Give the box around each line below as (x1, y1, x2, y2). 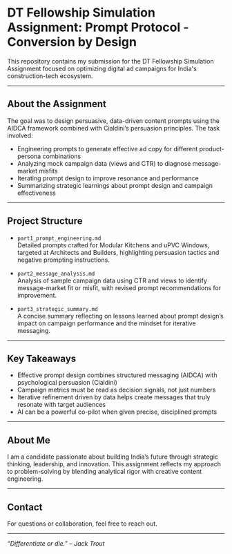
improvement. (17, 291, 57, 299)
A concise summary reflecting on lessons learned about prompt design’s (17, 312, 224, 320)
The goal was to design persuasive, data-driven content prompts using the (7, 116, 220, 125)
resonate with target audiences (17, 401, 106, 409)
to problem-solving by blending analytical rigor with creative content (7, 468, 202, 476)
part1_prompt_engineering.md (17, 235, 101, 242)
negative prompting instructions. (17, 256, 110, 264)
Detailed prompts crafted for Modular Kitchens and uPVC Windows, (17, 240, 210, 249)
